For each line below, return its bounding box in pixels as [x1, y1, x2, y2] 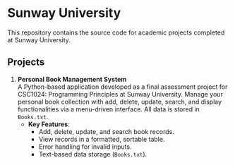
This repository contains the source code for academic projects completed [7, 28, 225, 37]
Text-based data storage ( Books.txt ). [38, 149, 147, 158]
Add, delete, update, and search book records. [38, 127, 174, 135]
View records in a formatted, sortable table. [38, 135, 165, 143]
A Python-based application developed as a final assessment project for [17, 82, 228, 91]
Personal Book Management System [17, 75, 127, 83]
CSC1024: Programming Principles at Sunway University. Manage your [17, 90, 224, 98]
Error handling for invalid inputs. [38, 142, 132, 151]
